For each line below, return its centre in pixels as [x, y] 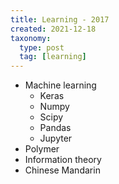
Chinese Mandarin [62, 170]
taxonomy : [31, 38]
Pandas [55, 128]
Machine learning [60, 85]
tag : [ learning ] [53, 57]
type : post [42, 47]
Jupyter [56, 138]
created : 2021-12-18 [53, 29]
